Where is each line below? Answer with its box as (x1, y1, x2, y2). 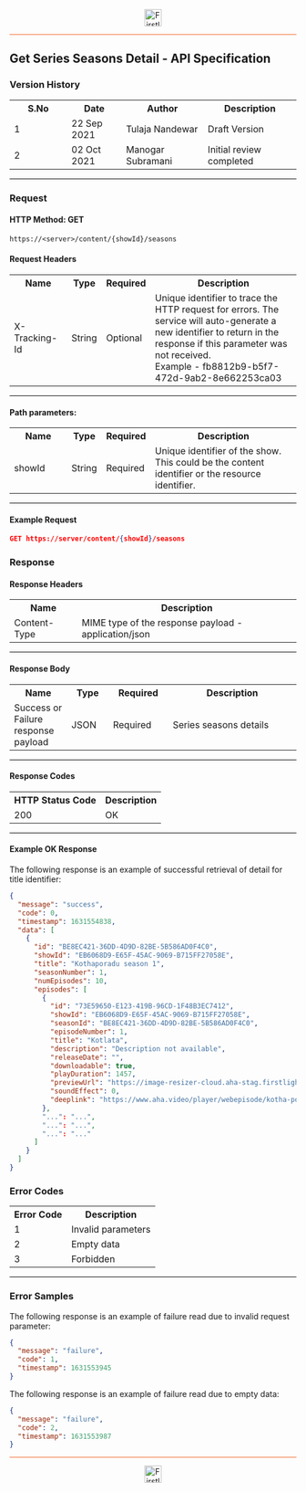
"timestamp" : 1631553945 (17, 1363, 112, 1373)
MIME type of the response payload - (81, 616, 243, 629)
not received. (154, 349, 211, 362)
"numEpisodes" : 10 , (33, 976, 107, 985)
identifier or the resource (154, 468, 261, 480)
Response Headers (9, 578, 84, 589)
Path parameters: (9, 406, 77, 417)
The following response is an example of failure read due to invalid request (9, 1310, 290, 1321)
